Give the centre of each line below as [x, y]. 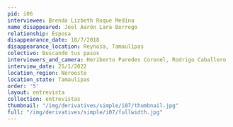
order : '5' [23, 86]
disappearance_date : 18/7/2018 [53, 40]
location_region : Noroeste [47, 73]
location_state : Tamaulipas [49, 79]
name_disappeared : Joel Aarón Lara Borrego [73, 27]
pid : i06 [20, 14]
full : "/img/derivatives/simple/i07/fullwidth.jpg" [85, 112]
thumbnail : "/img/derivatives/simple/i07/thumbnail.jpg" [93, 106]
